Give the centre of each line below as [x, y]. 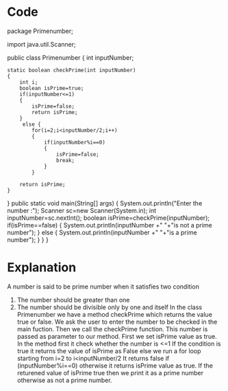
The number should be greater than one [73, 300]
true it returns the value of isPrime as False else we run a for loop [109, 350]
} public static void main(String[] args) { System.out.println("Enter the [105, 203]
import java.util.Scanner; [42, 44]
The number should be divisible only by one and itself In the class [110, 307]
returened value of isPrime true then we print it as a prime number [110, 372]
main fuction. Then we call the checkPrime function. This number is [112, 329]
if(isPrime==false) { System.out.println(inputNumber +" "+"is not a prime [110, 225]
